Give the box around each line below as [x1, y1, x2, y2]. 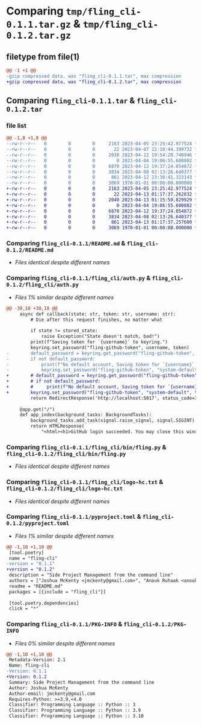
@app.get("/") [19, 406, 55, 413]
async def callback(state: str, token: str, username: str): [19, 311, 176, 317]
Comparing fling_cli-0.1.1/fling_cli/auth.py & [6, 274, 151, 282]
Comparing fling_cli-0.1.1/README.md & [6, 239, 126, 248]
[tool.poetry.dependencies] [8, 600, 79, 606]
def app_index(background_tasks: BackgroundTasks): [19, 412, 152, 418]
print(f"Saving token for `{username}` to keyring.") [30, 339, 168, 345]
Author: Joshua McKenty [8, 685, 69, 691]
